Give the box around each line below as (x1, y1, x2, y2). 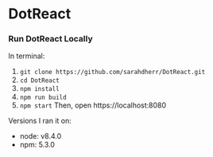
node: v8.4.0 (19, 131, 62, 141)
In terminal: (8, 51, 45, 61)
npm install (19, 85, 60, 93)
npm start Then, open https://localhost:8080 (19, 100, 167, 110)
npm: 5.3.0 (19, 140, 56, 150)
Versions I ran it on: (8, 116, 72, 126)
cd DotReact (19, 77, 60, 84)
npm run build (19, 93, 67, 102)
